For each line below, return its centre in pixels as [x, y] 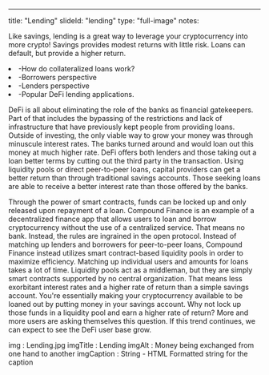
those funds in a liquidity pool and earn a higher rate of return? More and [128, 312]
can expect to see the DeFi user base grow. [80, 330]
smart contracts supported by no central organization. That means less [125, 278]
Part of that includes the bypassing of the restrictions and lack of [115, 118]
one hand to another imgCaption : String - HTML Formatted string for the [128, 354]
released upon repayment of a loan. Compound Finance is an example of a [131, 210]
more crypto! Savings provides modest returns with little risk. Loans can [127, 44]
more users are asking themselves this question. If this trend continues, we [132, 321]
